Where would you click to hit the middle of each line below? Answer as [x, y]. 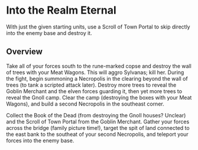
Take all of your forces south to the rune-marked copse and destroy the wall [99, 66]
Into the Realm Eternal [61, 10]
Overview [25, 52]
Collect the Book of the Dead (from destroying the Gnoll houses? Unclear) [96, 115]
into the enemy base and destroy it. [49, 33]
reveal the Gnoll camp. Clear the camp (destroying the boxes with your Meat [99, 97]
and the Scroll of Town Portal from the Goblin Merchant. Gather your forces [98, 122]
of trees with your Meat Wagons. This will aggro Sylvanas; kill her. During [95, 72]
